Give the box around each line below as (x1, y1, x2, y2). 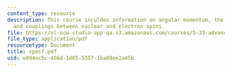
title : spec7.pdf (7, 49, 57, 56)
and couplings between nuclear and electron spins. (13, 23, 166, 29)
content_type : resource (7, 10, 76, 17)
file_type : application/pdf (7, 36, 88, 43)
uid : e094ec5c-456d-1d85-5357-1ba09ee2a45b (7, 55, 135, 62)
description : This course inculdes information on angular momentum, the (7, 16, 224, 23)
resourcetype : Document (7, 42, 76, 49)
